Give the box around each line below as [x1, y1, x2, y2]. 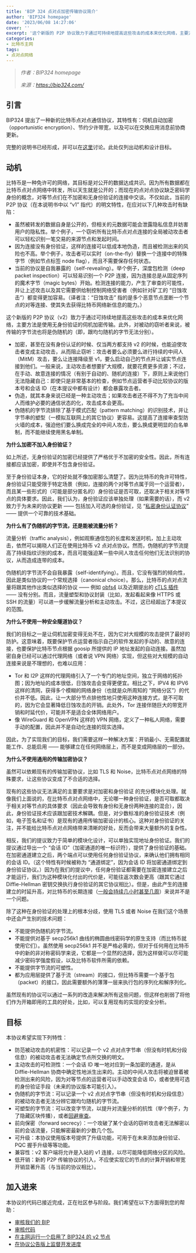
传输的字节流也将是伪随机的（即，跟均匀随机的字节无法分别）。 [6, 328, 157, 335]
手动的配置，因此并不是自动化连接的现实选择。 [14, 723, 127, 730]
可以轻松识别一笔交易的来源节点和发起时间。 [14, 235, 123, 243]
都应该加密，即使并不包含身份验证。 [10, 461, 98, 468]
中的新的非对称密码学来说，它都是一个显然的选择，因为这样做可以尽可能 [14, 949, 188, 957]
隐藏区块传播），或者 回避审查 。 [19, 1113, 94, 1120]
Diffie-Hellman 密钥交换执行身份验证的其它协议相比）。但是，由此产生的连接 [6, 881, 188, 888]
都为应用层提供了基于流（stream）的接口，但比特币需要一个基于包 [14, 971, 175, 979]
